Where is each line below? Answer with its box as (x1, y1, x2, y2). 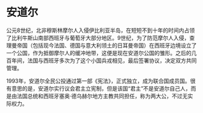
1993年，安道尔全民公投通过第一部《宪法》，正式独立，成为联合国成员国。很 (6, 77, 196, 85)
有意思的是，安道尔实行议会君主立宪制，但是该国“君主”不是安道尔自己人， (6, 85, 192, 92)
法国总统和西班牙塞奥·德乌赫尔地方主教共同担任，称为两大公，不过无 (16, 92, 188, 100)
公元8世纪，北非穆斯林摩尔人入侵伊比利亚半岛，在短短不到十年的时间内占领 (6, 27, 195, 34)
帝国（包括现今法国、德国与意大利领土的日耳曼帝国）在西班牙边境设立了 (16, 42, 197, 49)
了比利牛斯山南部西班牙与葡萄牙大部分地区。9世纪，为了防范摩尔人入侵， (6, 34, 190, 41)
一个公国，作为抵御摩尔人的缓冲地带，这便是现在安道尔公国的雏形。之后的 (6, 49, 192, 56)
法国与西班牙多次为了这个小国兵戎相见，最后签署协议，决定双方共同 (27, 57, 197, 64)
